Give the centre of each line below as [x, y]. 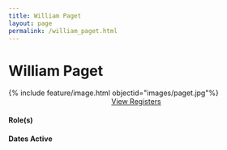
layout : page [30, 23]
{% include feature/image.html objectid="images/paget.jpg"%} [113, 93]
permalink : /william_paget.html [63, 31]
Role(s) [21, 120]
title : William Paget [45, 16]
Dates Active [30, 139]
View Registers [136, 102]
